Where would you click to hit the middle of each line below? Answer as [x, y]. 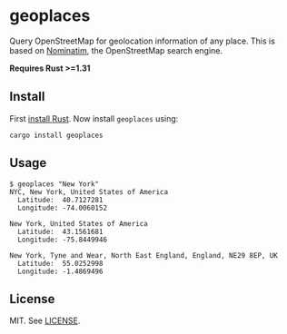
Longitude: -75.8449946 [62, 240]
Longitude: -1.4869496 [60, 271]
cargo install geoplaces [56, 135]
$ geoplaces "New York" [54, 184]
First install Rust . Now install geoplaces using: [94, 118]
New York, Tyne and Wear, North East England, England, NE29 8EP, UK [144, 255]
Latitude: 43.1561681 [60, 231]
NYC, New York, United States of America [89, 192]
